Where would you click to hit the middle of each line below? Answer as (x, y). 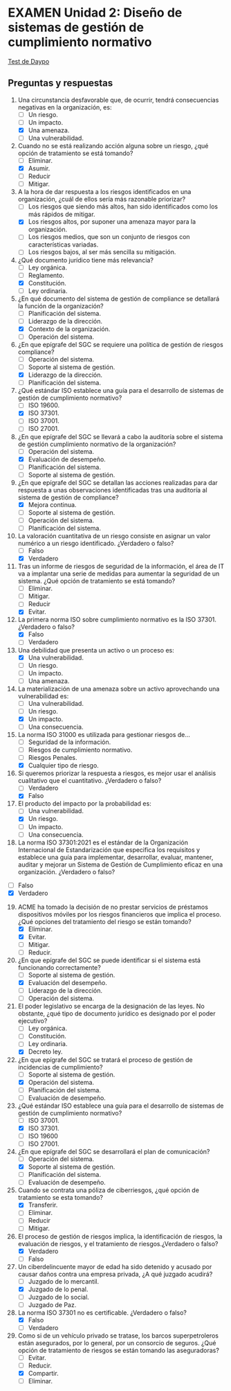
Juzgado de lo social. (58, 1297)
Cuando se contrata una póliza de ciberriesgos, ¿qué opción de (109, 1190)
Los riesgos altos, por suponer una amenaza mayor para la (112, 222)
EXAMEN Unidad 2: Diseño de (95, 13)
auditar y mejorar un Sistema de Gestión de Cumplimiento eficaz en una (120, 865)
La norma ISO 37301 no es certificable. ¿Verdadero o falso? (102, 1312)
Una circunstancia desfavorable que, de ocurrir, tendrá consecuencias (118, 100)
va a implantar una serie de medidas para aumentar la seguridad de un (119, 574)
